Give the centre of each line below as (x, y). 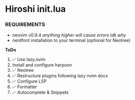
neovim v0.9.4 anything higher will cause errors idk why (69, 35)
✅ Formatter (25, 87)
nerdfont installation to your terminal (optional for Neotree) (71, 40)
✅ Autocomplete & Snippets (40, 93)
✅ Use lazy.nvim (29, 60)
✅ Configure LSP (29, 81)
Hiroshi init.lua (36, 9)
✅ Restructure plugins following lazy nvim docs (60, 76)
